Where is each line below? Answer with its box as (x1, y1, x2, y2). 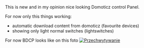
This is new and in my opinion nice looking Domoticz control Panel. (5, 4, 140, 10)
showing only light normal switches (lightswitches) (12, 28, 114, 33)
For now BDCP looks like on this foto (5, 37, 79, 43)
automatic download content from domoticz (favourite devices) (12, 23, 140, 29)
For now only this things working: (5, 14, 72, 19)
